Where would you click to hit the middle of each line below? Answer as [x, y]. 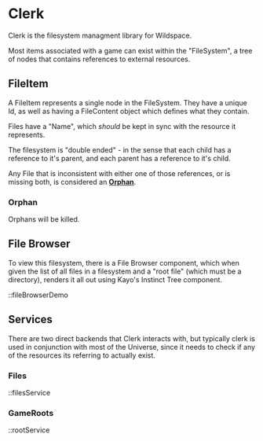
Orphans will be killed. [44, 219]
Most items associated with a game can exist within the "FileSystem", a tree [130, 50]
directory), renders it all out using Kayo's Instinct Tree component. [115, 279]
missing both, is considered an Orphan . [72, 182]
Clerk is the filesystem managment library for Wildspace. [100, 35]
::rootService [29, 430]
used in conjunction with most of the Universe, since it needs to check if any [132, 347]
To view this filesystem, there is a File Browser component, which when [124, 263]
